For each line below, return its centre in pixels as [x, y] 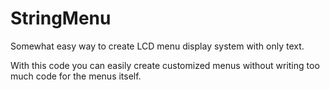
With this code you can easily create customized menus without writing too [165, 65]
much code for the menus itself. [76, 76]
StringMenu [61, 18]
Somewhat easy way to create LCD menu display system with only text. [157, 46]
